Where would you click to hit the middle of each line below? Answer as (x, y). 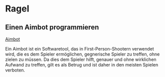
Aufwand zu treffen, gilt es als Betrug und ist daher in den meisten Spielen (82, 65)
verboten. (15, 70)
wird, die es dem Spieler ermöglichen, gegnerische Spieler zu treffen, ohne (82, 54)
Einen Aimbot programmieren (52, 27)
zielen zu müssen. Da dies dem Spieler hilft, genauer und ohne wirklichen (81, 59)
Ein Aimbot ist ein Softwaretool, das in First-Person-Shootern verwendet (79, 49)
